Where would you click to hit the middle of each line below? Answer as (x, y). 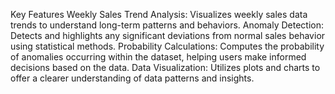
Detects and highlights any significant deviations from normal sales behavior (168, 35)
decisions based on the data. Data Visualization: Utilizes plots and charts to (165, 67)
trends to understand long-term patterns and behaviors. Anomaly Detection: (167, 25)
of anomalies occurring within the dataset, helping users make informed (158, 57)
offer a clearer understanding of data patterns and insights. (132, 78)
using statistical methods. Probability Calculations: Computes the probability (167, 46)
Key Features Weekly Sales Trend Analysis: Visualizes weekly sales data (159, 14)
